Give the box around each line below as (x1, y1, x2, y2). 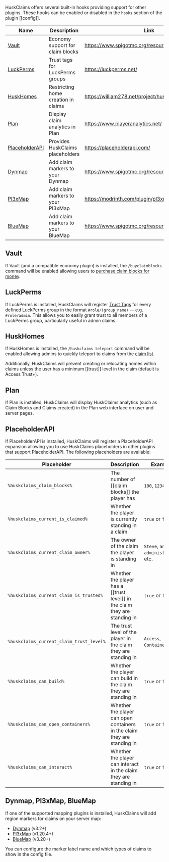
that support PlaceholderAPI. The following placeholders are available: (5, 449, 151, 455)
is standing (110, 555, 137, 562)
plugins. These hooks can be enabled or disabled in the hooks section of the (5, 10, 162, 16)
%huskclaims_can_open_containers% (8, 722, 91, 727)
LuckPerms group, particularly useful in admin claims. (5, 317, 117, 323)
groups (48, 75, 66, 82)
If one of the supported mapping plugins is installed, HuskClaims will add (5, 810, 156, 816)
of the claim (110, 543, 139, 550)
